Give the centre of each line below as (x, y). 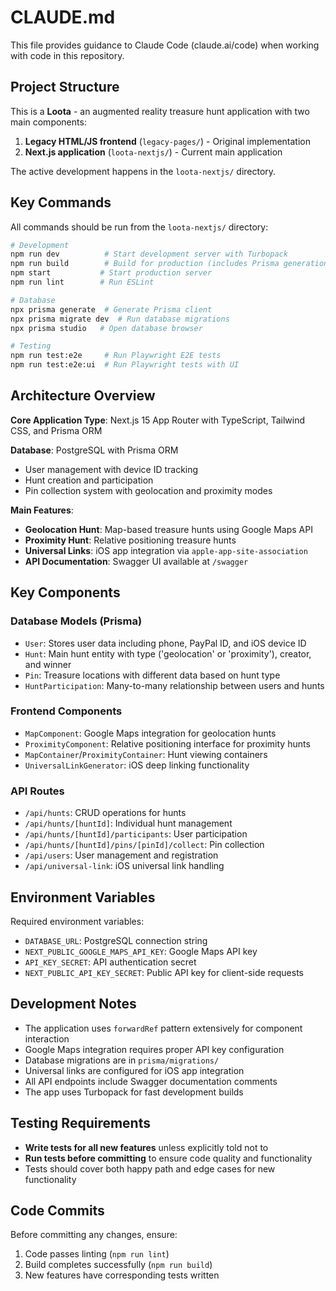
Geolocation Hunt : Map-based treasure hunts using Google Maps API (168, 529)
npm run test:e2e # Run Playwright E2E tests (116, 356)
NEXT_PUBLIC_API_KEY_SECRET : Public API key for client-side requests (164, 972)
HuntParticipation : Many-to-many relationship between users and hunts (174, 685)
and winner (48, 664)
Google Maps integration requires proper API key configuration (154, 1049)
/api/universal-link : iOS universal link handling (124, 866)
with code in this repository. (67, 55)
